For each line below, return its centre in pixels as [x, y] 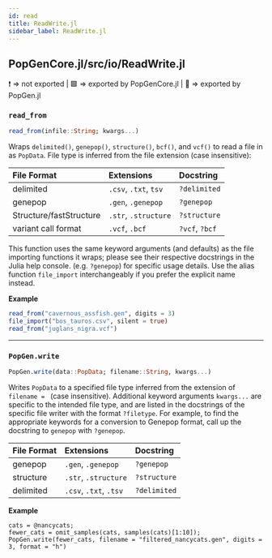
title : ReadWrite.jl [43, 24]
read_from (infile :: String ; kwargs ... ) [74, 131]
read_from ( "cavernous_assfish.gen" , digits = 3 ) [92, 314]
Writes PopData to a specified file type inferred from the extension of [122, 388]
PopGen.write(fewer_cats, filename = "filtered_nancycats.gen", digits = [136, 540]
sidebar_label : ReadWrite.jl [57, 31]
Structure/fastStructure [57, 216]
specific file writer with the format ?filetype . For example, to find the [123, 414]
